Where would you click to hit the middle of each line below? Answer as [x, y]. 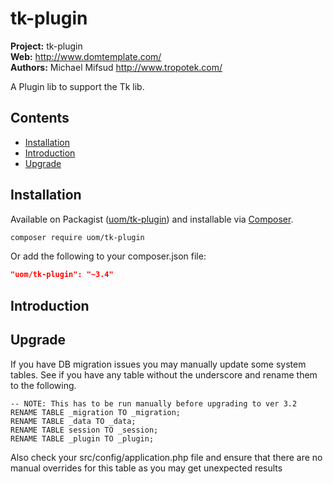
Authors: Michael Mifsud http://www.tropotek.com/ [116, 67]
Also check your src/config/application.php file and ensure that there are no [166, 457]
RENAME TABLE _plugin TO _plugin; [82, 438]
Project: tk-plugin [46, 46]
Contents [40, 118]
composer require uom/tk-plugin [77, 237]
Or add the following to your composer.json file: [108, 256]
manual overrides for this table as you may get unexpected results [146, 468]
